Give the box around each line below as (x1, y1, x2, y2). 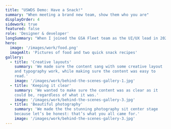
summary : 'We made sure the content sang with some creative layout (14, 64, 163, 69)
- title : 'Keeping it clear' (10, 83, 72, 88)
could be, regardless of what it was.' (14, 92, 99, 98)
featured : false (5, 26, 40, 31)
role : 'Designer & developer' (5, 31, 70, 36)
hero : (5, 41, 17, 46)
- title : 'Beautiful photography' (10, 102, 83, 107)
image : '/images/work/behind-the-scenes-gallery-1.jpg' (14, 78, 136, 83)
